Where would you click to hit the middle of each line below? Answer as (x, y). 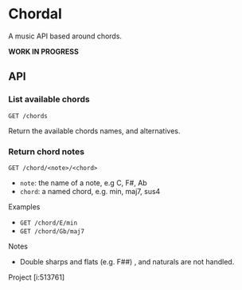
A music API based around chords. (65, 36)
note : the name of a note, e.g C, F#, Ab (83, 183)
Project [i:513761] (37, 277)
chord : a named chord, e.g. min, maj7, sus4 (90, 191)
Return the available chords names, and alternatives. (94, 131)
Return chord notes (47, 151)
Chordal (35, 14)
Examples (24, 207)
